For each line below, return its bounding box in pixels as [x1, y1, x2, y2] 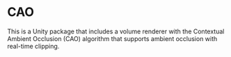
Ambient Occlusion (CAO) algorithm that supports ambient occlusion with [7, 34, 218, 42]
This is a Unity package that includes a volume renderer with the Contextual [7, 27, 225, 35]
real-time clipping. [7, 42, 60, 50]
